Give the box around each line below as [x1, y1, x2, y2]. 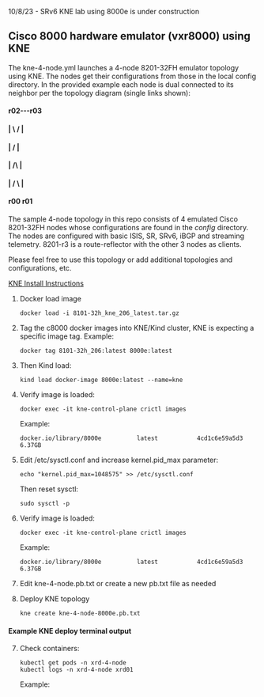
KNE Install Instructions [8, 278, 85, 288]
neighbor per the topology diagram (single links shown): [8, 88, 191, 97]
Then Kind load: [19, 360, 72, 370]
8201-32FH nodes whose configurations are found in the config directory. [8, 222, 249, 232]
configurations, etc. [8, 263, 72, 272]
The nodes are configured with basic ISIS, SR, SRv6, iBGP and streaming [8, 231, 245, 241]
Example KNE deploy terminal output [8, 626, 132, 635]
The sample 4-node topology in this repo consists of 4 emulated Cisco [8, 214, 239, 224]
